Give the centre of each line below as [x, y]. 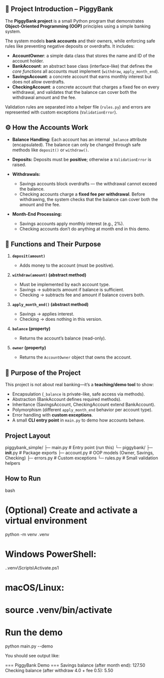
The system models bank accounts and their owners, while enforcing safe [80, 41]
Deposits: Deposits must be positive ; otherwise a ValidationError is [82, 159]
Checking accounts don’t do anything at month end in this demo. [85, 228]
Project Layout [28, 436]
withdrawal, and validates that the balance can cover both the [74, 92]
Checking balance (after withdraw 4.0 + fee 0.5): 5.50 [59, 671]
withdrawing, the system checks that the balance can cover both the [89, 199]
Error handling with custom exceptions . [52, 415]
